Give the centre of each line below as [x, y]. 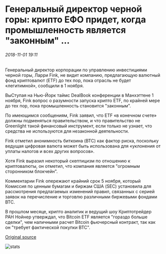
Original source [21, 237]
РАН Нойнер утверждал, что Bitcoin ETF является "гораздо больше [76, 217]
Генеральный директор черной [74, 9]
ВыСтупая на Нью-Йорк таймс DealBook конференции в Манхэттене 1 [79, 96]
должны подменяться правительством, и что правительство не [73, 121]
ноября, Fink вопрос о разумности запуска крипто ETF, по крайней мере [83, 101]
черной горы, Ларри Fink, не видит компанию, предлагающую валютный [83, 75]
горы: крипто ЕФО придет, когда [76, 20]
